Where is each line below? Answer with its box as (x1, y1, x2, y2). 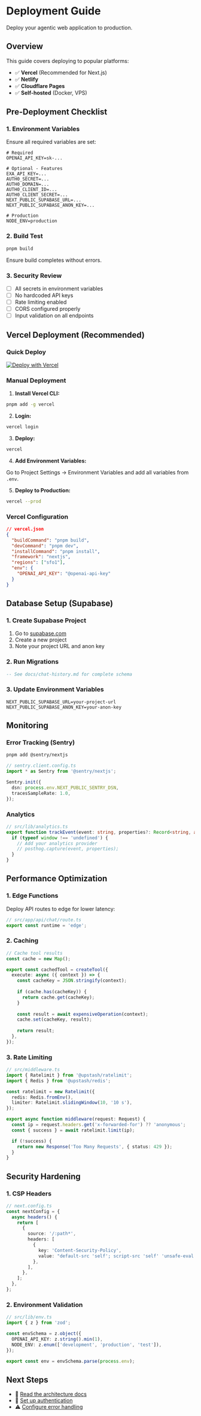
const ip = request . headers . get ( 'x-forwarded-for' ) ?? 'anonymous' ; (11, 1122, 186, 1128)
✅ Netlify (14, 75, 39, 83)
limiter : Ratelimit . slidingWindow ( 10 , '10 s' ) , (11, 1100, 133, 1106)
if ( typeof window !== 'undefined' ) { (11, 834, 109, 841)
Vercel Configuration (6, 512, 69, 521)
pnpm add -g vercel (6, 401, 55, 408)
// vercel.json (6, 526, 44, 532)
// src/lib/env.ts (6, 1314, 52, 1320)
